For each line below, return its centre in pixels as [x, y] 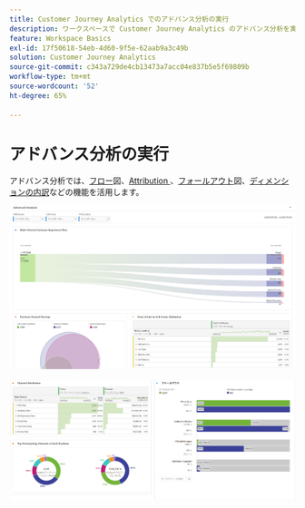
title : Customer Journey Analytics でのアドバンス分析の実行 [119, 19]
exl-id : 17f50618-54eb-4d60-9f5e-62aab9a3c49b [99, 48]
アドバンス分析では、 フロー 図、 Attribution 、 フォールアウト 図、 [130, 181]
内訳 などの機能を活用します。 [89, 192]
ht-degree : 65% [38, 95]
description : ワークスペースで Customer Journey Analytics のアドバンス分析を [150, 29]
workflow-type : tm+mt [50, 77]
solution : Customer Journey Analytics [83, 58]
